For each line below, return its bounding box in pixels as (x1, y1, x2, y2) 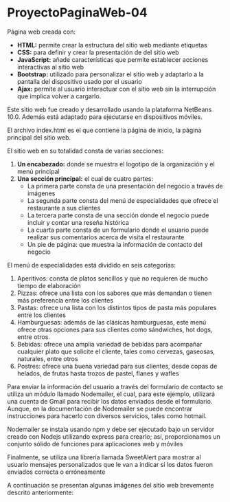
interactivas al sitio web (16, 63, 84, 71)
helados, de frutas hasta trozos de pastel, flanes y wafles (16, 369, 180, 378)
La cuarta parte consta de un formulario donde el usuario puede (27, 226, 209, 234)
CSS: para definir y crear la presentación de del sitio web (16, 48, 180, 56)
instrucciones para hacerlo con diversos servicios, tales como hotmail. (7, 411, 207, 420)
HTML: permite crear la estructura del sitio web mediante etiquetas (16, 41, 207, 49)
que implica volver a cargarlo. (16, 91, 102, 100)
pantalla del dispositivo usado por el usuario (16, 77, 142, 85)
